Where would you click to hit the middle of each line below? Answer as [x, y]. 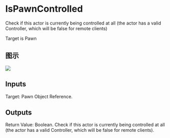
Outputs [19, 112]
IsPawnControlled [44, 9]
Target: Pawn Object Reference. [39, 96]
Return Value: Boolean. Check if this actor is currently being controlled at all [85, 125]
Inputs [16, 84]
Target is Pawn [21, 38]
